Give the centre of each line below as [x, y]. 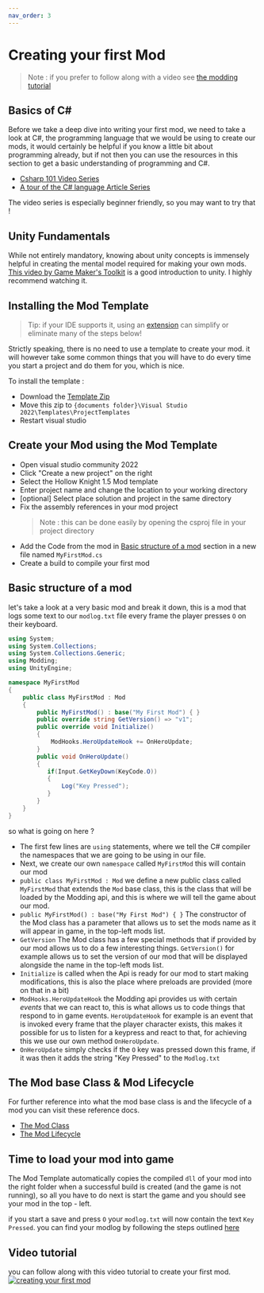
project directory [67, 531]
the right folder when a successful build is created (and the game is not [125, 1187]
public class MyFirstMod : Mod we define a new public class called [130, 880]
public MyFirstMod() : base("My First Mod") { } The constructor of [133, 914]
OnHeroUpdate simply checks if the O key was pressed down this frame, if [138, 1049]
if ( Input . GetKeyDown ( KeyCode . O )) [102, 771]
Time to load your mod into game [91, 1159]
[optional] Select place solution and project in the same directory [126, 498]
